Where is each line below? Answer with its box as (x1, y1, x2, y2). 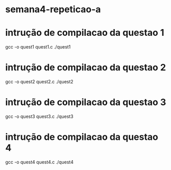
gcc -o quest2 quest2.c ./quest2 (5, 79, 74, 85)
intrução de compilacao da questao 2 (5, 62, 166, 74)
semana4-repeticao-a (5, 4, 101, 15)
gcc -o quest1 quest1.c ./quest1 (5, 44, 71, 50)
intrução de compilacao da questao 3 (5, 96, 166, 108)
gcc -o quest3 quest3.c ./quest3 (5, 113, 74, 119)
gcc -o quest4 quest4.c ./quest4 (5, 159, 74, 165)
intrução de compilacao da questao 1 (5, 27, 164, 39)
